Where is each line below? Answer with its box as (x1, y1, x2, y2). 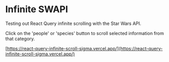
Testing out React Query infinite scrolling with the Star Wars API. (5, 20, 141, 26)
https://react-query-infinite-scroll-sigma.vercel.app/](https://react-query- (7, 45, 163, 51)
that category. (5, 36, 35, 42)
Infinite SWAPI (5, 4, 68, 15)
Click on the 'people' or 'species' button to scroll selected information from (5, 30, 164, 36)
